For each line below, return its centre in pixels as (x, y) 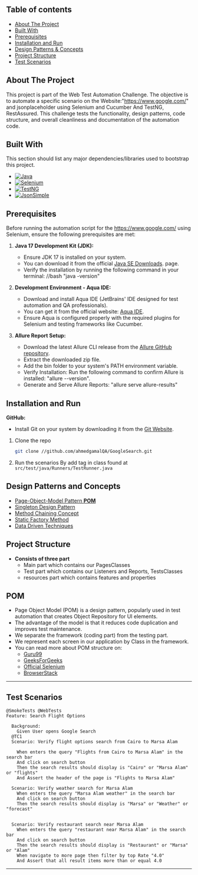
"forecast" (19, 809)
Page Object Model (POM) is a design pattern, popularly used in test (98, 610)
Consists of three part (42, 559)
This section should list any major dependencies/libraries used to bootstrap (98, 158)
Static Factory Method (42, 519)
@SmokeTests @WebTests (34, 711)
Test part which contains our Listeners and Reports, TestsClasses (103, 571)
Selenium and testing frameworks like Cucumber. (83, 324)
